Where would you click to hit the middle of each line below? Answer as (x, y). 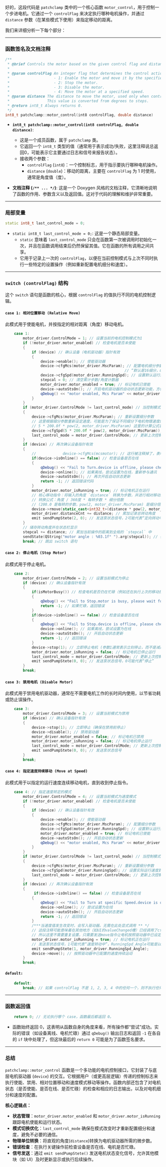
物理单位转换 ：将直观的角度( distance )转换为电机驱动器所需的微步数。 (83, 1141)
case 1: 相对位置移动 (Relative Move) (43, 313)
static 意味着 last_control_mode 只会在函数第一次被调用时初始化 (86, 239)
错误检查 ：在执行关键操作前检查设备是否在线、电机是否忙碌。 (75, 1147)
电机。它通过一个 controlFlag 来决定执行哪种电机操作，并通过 (81, 13)
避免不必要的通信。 (41, 1134)
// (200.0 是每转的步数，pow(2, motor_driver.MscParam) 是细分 (94, 504)
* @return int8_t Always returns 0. (45, 106)
